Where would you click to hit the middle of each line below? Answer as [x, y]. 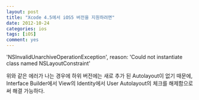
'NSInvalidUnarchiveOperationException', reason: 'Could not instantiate [94, 57]
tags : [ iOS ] [21, 34]
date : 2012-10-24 [28, 23]
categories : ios [26, 29]
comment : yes [23, 40]
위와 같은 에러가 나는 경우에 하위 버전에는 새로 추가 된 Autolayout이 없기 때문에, [99, 76]
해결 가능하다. [29, 91]
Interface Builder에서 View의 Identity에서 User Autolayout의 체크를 [87, 83]
